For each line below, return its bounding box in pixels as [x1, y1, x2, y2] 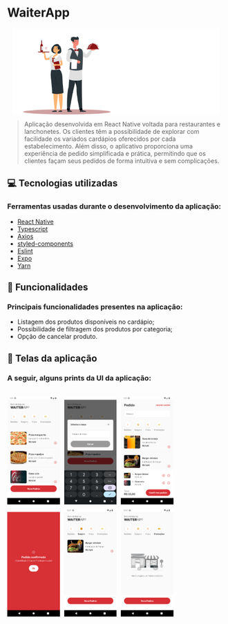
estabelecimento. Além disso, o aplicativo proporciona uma [23, 142, 193, 150]
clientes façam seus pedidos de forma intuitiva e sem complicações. [23, 157, 220, 165]
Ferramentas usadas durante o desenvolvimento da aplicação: [7, 202, 222, 211]
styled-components [17, 240, 74, 248]
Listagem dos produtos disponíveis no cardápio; [17, 318, 155, 326]
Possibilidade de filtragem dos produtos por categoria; [17, 325, 173, 333]
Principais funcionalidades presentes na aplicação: [7, 302, 183, 311]
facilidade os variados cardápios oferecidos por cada [23, 135, 176, 143]
